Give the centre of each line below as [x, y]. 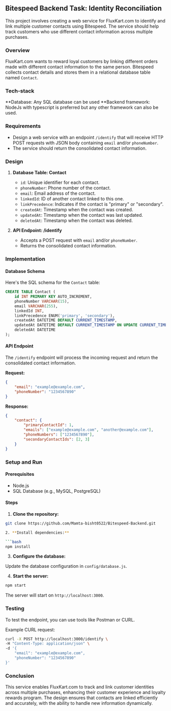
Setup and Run [24, 462]
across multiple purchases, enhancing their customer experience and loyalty [85, 693]
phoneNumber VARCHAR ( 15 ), [42, 301]
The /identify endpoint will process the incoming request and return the [82, 358]
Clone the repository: [36, 514]
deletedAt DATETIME [35, 330]
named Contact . [22, 78]
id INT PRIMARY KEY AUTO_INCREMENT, [53, 296]
